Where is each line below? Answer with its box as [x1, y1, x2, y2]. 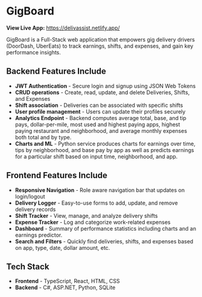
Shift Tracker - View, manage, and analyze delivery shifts [14, 212, 158, 219]
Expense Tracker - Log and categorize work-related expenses [14, 219, 171, 226]
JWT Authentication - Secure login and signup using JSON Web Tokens [14, 82, 196, 89]
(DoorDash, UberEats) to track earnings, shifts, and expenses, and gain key [6, 42, 194, 49]
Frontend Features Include [6, 170, 107, 180]
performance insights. [6, 48, 62, 56]
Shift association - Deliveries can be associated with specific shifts [14, 101, 183, 109]
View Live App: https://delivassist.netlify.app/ [6, 24, 121, 31]
